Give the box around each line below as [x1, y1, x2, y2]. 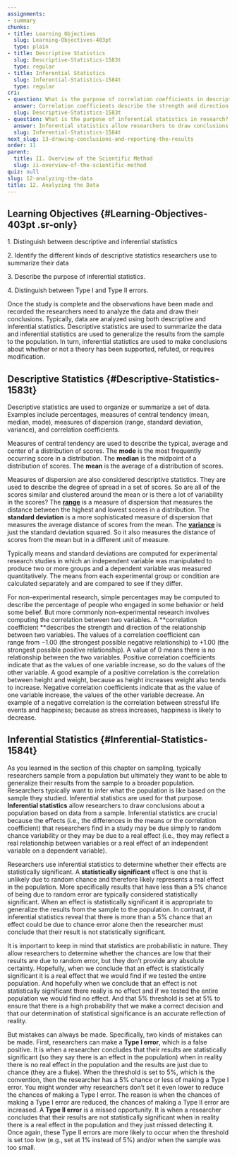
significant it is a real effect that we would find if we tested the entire [7, 971, 207, 980]
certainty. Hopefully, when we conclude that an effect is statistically [7, 964, 205, 972]
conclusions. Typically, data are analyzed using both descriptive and [7, 315, 207, 323]
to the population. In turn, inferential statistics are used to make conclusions [7, 338, 228, 346]
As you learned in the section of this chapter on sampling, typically [7, 764, 202, 772]
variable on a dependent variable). [7, 846, 107, 855]
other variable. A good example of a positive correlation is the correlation [7, 668, 220, 677]
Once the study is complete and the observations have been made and [7, 300, 214, 309]
